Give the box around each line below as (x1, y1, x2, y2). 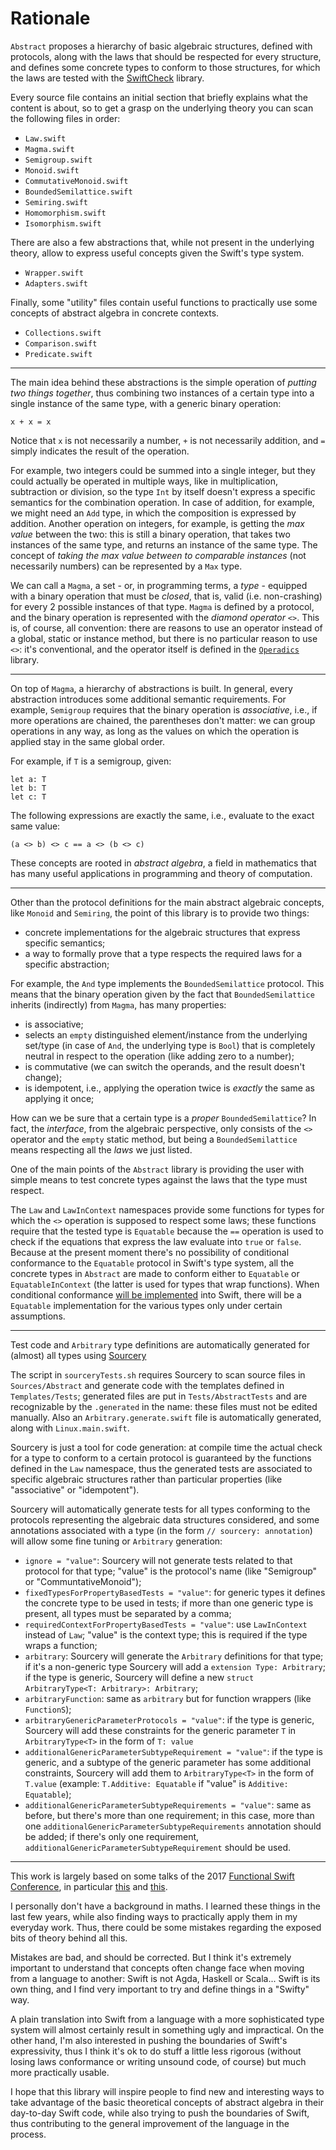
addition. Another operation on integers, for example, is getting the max (10, 517, 305, 529)
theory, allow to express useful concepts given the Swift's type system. (10, 247, 305, 259)
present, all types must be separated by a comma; (24, 1607, 232, 1619)
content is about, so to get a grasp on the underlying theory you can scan (10, 102, 314, 114)
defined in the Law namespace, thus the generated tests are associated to (10, 1462, 313, 1474)
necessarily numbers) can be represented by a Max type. (10, 560, 243, 572)
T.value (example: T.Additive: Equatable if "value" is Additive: (24, 1777, 289, 1789)
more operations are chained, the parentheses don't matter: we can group (10, 714, 316, 726)
